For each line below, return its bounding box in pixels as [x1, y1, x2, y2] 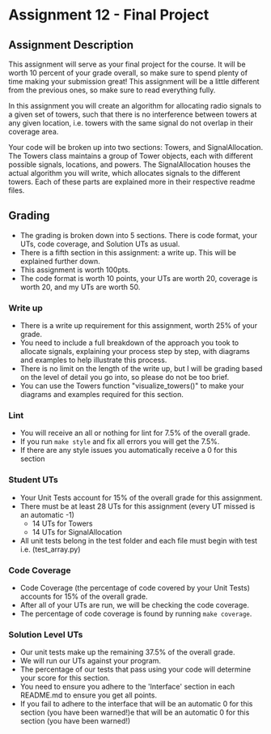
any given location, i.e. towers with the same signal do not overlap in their [8, 118, 253, 127]
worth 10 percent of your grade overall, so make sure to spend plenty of [8, 68, 248, 78]
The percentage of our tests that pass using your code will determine [19, 664, 252, 674]
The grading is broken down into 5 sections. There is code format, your [19, 230, 258, 240]
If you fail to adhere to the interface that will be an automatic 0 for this [19, 699, 253, 709]
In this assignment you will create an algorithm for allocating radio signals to [8, 101, 261, 110]
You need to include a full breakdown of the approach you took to [19, 338, 239, 348]
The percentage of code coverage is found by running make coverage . [19, 609, 252, 618]
